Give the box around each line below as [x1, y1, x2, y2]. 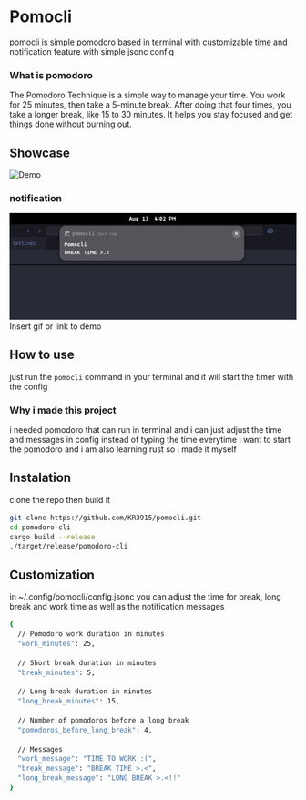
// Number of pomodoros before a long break [17, 715, 189, 725]
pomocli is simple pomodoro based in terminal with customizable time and [9, 36, 289, 47]
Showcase [9, 145, 71, 160]
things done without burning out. [9, 118, 132, 129]
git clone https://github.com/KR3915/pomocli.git [9, 513, 202, 522]
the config [9, 381, 48, 392]
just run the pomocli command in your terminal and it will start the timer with [9, 371, 294, 382]
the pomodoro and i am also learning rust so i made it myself [9, 444, 237, 455]
